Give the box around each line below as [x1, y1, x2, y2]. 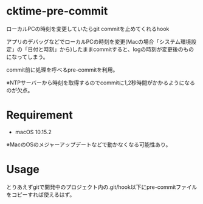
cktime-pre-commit [6, 4, 108, 18]
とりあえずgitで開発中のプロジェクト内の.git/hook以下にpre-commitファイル [6, 183, 198, 191]
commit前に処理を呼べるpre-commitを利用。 [6, 66, 119, 73]
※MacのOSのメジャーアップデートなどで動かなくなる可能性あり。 [6, 141, 171, 148]
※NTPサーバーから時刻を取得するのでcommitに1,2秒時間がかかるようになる [6, 79, 196, 86]
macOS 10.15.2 [15, 128, 52, 135]
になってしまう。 [6, 53, 49, 60]
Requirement [6, 108, 73, 122]
